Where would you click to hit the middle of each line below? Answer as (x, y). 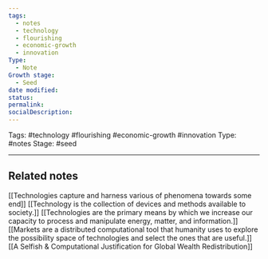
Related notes (43, 176)
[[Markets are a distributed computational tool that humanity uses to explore (133, 229)
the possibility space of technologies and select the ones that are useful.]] (130, 237)
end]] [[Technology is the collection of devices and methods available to (127, 204)
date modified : (33, 90)
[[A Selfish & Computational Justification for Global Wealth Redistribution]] (130, 246)
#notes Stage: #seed (43, 143)
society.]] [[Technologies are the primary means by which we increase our (130, 212)
